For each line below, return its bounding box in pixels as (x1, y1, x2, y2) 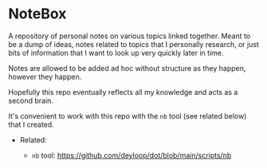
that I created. (8, 119, 54, 129)
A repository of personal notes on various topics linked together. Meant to (8, 31, 251, 41)
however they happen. (8, 72, 82, 81)
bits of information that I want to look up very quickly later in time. (8, 48, 225, 57)
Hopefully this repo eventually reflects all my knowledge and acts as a (8, 87, 238, 96)
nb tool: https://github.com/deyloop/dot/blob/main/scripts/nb (31, 150, 232, 160)
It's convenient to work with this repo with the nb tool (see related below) (8, 111, 247, 120)
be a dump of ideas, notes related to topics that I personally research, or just (8, 39, 259, 49)
